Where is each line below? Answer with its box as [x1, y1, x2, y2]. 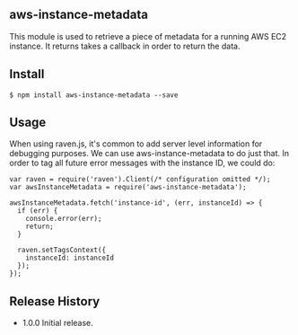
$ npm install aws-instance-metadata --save [9, 90, 179, 100]
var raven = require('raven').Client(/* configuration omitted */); [9, 175, 271, 184]
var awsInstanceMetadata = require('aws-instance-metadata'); [9, 183, 247, 192]
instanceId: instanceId [25, 253, 115, 263]
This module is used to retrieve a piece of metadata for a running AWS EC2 [9, 31, 287, 41]
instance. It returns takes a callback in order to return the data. [9, 40, 241, 51]
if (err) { [17, 207, 58, 216]
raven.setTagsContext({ [17, 246, 106, 255]
